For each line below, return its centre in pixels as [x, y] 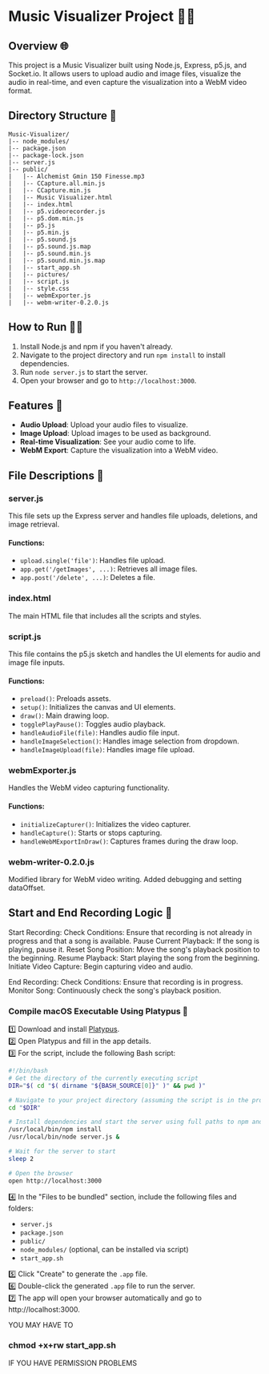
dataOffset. [27, 888]
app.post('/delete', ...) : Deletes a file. [88, 578]
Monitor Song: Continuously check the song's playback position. [115, 990]
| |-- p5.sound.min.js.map [57, 260]
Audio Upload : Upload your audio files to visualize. [104, 425]
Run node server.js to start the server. [84, 372]
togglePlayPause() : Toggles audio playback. [93, 724]
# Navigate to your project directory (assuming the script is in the [128, 1100]
